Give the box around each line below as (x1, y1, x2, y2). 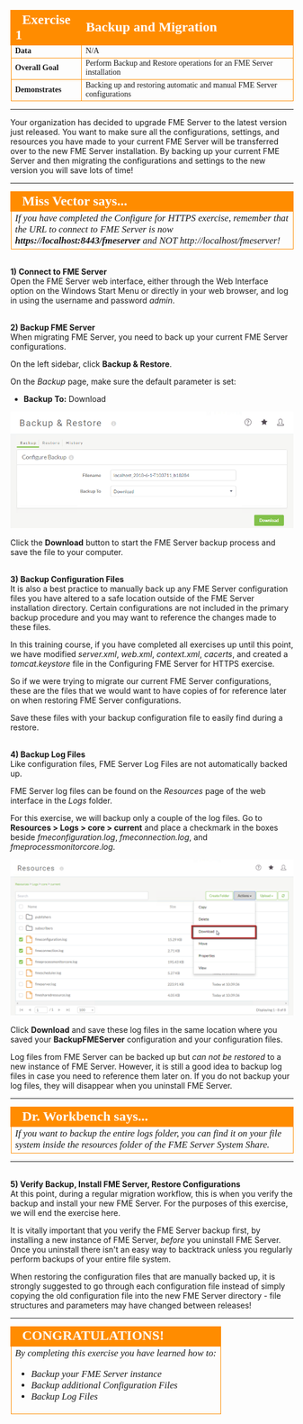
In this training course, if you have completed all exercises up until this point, (10, 639, 294, 650)
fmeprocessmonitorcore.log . (10, 841, 116, 852)
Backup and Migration (85, 19, 218, 35)
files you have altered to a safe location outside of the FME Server (10, 592, 255, 604)
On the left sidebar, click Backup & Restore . (10, 358, 173, 370)
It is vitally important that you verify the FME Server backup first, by (10, 1225, 261, 1236)
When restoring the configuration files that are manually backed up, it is (10, 1271, 276, 1282)
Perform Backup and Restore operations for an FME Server (85, 59, 273, 68)
